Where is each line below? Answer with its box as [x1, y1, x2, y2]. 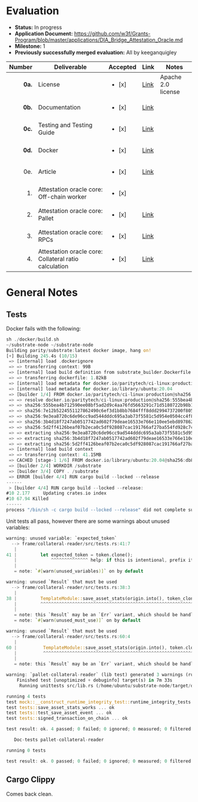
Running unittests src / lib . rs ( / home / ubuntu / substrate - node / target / [19, 683, 192, 688]
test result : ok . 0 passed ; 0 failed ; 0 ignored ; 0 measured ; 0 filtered [6, 758, 192, 764]
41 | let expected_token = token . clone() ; [6, 552, 133, 558]
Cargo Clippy [6, 775, 55, 785]
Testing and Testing [38, 121, 93, 129]
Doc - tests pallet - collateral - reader [14, 737, 104, 743]
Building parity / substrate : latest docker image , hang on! [6, 347, 151, 353]
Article [38, 167, 57, 176]
